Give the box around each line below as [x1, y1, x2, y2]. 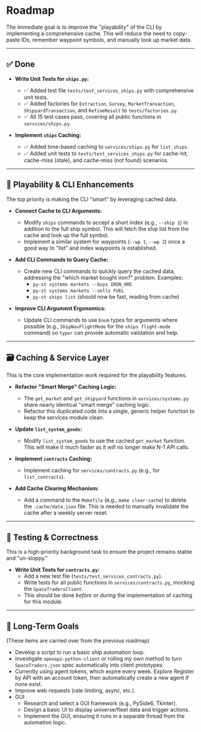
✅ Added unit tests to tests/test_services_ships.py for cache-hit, [23, 149, 188, 157]
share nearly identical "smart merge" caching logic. [23, 401, 151, 409]
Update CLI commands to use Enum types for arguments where [23, 316, 178, 323]
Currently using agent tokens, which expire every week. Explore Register [14, 668, 194, 675]
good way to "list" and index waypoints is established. [23, 244, 157, 251]
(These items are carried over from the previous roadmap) [6, 637, 150, 644]
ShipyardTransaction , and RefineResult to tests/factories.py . [23, 106, 178, 114]
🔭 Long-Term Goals [6, 621, 80, 631]
